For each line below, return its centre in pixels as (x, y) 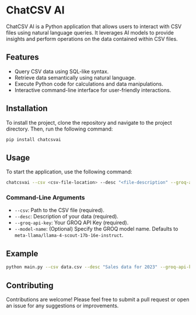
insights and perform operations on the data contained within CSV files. (92, 39)
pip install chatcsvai (34, 139)
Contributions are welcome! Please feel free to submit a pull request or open (98, 299)
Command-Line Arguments (46, 198)
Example (22, 253)
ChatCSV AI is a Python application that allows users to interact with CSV (94, 26)
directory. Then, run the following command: (60, 129)
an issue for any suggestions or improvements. (62, 306)
